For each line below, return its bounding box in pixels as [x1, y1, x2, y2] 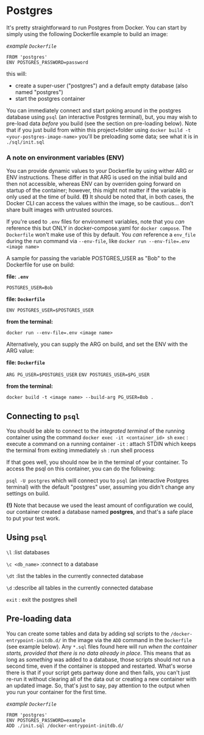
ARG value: [6, 347, 35, 354]
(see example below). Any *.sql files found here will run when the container [6, 643, 197, 650]
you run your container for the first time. [6, 688, 107, 695]
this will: [6, 70, 27, 77]
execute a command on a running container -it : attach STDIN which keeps [6, 441, 197, 448]
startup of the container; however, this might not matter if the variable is [6, 187, 187, 194]
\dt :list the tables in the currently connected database [6, 572, 144, 579]
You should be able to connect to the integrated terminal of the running [6, 427, 185, 434]
